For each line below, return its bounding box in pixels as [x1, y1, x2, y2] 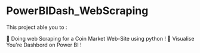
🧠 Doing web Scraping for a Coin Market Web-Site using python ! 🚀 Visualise [6, 35, 195, 42]
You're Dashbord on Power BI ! [6, 41, 82, 48]
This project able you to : [6, 24, 67, 31]
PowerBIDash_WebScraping [6, 4, 149, 18]
